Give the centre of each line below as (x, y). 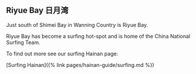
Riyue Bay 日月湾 (37, 10)
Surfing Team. (23, 42)
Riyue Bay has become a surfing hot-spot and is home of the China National (98, 36)
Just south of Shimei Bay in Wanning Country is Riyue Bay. (77, 24)
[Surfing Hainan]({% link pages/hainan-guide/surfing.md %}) (80, 65)
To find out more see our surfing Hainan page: (62, 54)
